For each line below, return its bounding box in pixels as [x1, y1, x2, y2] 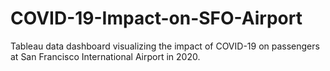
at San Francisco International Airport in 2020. [10, 50, 201, 62]
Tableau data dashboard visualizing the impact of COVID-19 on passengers [10, 40, 320, 52]
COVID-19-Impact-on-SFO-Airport [10, 7, 303, 30]
